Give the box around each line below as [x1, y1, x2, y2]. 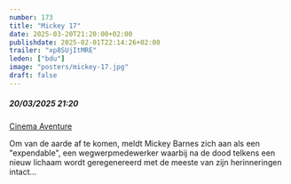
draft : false [9, 71, 58, 80]
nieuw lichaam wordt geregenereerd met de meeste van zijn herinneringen [9, 156, 282, 167]
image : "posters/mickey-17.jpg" [9, 63, 129, 72]
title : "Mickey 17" [9, 21, 82, 30]
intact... [9, 166, 37, 177]
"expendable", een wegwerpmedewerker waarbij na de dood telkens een [9, 148, 276, 158]
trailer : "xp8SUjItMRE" [9, 46, 98, 55]
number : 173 [9, 12, 53, 22]
